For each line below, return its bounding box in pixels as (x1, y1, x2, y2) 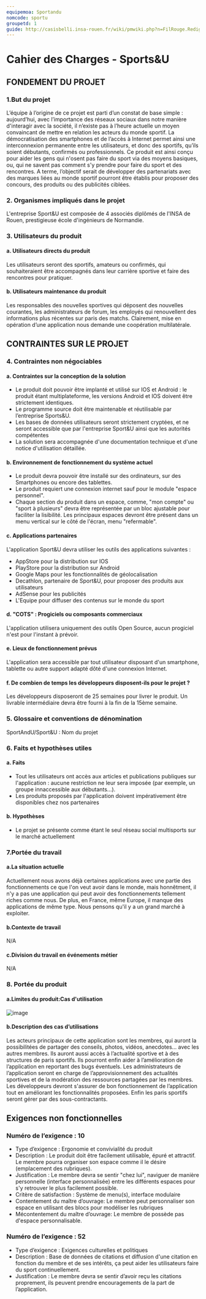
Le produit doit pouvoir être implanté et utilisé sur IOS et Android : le (15, 386, 187, 393)
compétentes (15, 432, 49, 439)
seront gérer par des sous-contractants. (6, 1095, 108, 1103)
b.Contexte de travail (6, 924, 61, 931)
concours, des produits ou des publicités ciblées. (6, 181, 131, 188)
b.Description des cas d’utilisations (6, 1023, 99, 1030)
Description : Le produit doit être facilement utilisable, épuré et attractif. (15, 1152, 196, 1159)
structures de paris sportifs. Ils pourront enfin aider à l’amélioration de (6, 1056, 183, 1063)
